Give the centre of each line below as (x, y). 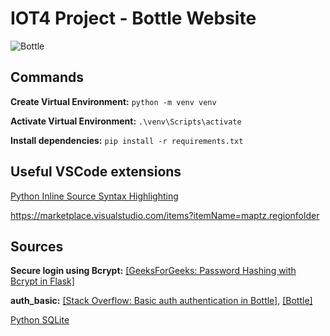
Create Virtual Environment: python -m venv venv (113, 101)
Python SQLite (40, 320)
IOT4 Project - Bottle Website (133, 18)
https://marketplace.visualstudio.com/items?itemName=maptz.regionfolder (165, 215)
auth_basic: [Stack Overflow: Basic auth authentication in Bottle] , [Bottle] (161, 301)
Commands (47, 77)
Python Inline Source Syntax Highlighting (94, 196)
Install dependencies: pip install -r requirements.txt (127, 140)
